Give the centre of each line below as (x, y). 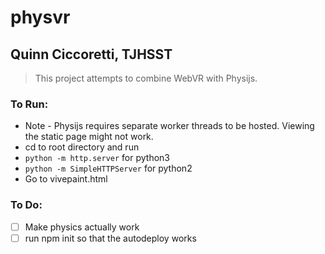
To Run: (29, 104)
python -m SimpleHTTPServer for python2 (108, 168)
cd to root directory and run (82, 147)
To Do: (26, 205)
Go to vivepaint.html (66, 179)
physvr (40, 17)
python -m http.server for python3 (97, 158)
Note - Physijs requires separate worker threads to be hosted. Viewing (169, 126)
